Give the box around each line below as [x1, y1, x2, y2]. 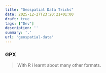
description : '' [5, 26, 38, 31]
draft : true [5, 16, 30, 21]
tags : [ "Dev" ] [5, 21, 35, 26]
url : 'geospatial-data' [5, 35, 54, 40]
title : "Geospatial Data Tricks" [5, 7, 74, 12]
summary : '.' [5, 30, 32, 35]
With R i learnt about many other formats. [17, 62, 101, 68]
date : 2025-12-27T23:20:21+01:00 [5, 12, 74, 17]
